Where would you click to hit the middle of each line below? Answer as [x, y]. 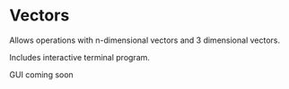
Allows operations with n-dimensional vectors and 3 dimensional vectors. [145, 40]
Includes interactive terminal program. [80, 57]
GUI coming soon [41, 74]
